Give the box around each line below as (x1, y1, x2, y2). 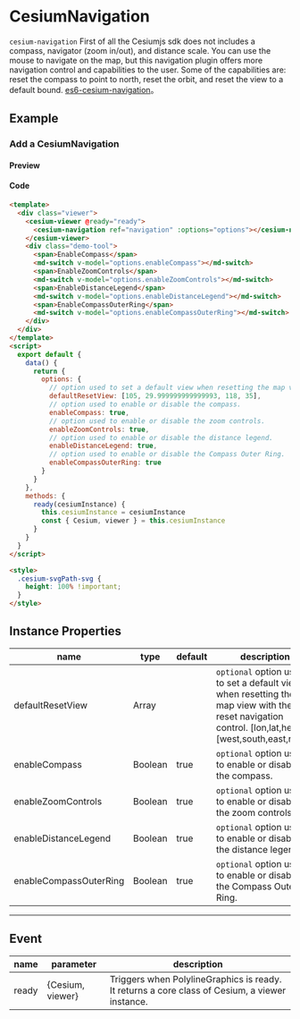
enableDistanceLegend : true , (48, 441, 158, 451)
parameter (51, 957, 97, 970)
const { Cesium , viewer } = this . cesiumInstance (41, 516, 226, 525)
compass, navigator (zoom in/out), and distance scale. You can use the (9, 45, 271, 55)
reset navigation (215, 709, 284, 722)
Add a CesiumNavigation (9, 138, 120, 150)
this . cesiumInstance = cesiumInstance (41, 508, 186, 517)
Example (9, 111, 59, 126)
